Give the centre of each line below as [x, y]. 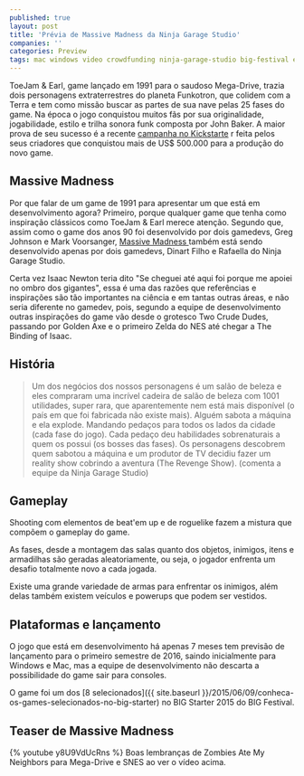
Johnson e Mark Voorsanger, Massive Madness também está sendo [136, 241]
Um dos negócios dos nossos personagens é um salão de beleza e [157, 386]
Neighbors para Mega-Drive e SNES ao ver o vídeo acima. [118, 762]
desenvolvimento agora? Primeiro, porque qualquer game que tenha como [148, 213]
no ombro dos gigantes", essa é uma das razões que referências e [133, 288]
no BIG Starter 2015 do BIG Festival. [228, 703]
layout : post [34, 26]
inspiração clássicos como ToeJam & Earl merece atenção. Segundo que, [147, 222]
